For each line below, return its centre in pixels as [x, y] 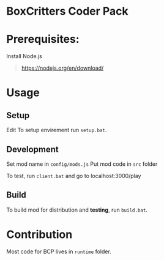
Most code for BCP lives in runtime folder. [59, 251]
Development [33, 149]
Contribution [39, 234]
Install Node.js [24, 56]
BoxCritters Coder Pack [67, 11]
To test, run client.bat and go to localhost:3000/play [74, 176]
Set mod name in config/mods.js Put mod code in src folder [82, 164]
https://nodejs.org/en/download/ [62, 68]
